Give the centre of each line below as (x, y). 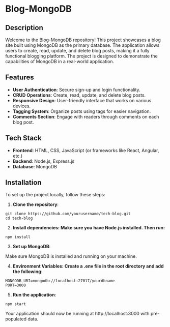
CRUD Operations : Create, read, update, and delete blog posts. (79, 95)
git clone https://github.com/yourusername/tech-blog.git (68, 214)
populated (16, 319)
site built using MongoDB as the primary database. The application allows (82, 45)
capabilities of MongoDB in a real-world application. (60, 61)
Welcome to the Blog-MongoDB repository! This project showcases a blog (83, 40)
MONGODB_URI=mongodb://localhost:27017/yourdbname (60, 281)
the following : (27, 272)
